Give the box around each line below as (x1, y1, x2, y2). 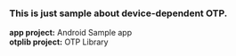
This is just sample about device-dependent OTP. (9, 7, 228, 20)
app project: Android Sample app (9, 28, 132, 38)
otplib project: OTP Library (9, 36, 109, 47)
